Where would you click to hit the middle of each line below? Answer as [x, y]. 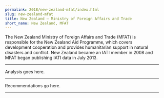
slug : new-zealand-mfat [29, 14]
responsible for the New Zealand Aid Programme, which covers [69, 42]
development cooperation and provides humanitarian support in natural [77, 47]
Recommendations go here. [33, 86]
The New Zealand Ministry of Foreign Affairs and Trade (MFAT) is [71, 37]
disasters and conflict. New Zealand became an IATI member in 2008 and [79, 53]
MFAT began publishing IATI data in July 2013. [51, 58]
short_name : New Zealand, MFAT [37, 23]
